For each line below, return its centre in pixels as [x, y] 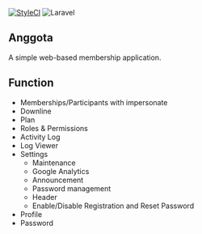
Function [31, 83]
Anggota [31, 38]
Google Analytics [61, 171]
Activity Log [40, 137]
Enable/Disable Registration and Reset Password [113, 206]
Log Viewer [39, 145]
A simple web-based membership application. [85, 57]
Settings [34, 154]
